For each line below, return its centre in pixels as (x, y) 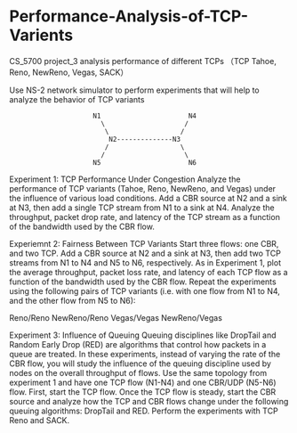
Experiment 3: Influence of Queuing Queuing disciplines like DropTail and (143, 335)
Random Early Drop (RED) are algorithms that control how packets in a (138, 344)
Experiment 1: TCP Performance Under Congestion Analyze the (125, 179)
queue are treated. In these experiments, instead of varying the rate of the (145, 354)
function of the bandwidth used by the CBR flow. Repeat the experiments (143, 282)
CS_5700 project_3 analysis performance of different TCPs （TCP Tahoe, (143, 61)
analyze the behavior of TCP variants (77, 99)
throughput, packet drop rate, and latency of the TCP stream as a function (144, 216)
